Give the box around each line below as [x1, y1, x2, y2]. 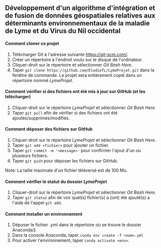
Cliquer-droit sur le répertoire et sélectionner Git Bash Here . [12, 62, 133, 68]
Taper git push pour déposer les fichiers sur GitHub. [12, 158, 119, 163]
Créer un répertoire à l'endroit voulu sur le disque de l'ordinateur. [12, 56, 143, 63]
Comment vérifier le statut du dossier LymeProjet [5, 179, 107, 184]
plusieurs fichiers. [12, 153, 48, 158]
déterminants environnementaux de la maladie [5, 19, 150, 27]
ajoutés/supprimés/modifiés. [12, 115, 70, 121]
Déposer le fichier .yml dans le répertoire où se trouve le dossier [12, 222, 141, 228]
